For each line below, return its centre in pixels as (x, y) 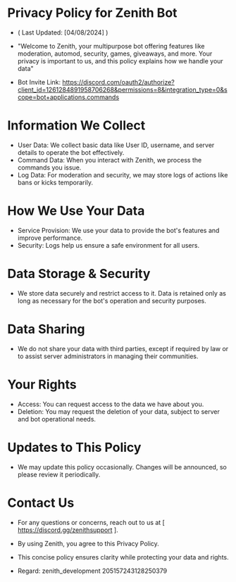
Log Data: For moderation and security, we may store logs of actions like (123, 175)
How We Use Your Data (76, 211)
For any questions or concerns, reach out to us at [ (91, 522)
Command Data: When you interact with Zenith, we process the (110, 160)
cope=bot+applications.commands (68, 97)
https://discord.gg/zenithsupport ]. (68, 530)
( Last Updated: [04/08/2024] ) (63, 32)
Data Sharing (46, 329)
